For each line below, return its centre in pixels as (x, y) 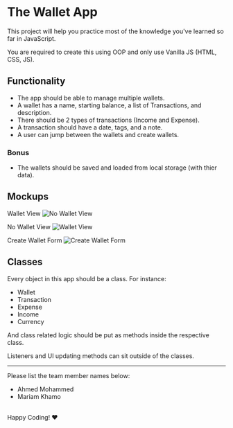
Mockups (28, 197)
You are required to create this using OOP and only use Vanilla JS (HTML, (112, 52)
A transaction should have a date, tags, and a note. (90, 127)
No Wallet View (29, 226)
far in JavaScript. (32, 38)
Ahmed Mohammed (45, 389)
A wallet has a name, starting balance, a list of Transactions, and (109, 105)
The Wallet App (53, 12)
